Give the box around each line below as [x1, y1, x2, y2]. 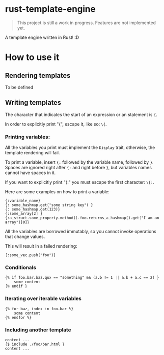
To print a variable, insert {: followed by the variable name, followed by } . [5, 159, 154, 165]
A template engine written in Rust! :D [5, 34, 80, 40]
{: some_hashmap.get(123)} [5, 207, 60, 212]
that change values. [5, 234, 45, 239]
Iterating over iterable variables [5, 295, 82, 302]
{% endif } [5, 284, 27, 289]
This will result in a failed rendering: [5, 243, 78, 249]
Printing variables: [5, 133, 50, 140]
